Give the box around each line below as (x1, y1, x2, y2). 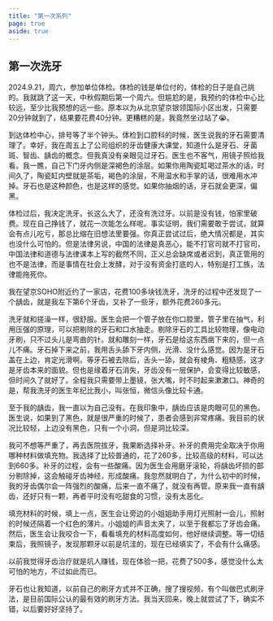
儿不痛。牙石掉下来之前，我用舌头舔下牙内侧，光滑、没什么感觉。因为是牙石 (8, 345, 265, 355)
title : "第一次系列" (8, 11, 71, 20)
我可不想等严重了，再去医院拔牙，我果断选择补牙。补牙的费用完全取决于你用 (8, 440, 265, 450)
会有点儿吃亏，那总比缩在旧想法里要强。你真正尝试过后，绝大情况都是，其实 (8, 229, 265, 238)
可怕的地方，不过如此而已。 (8, 566, 102, 576)
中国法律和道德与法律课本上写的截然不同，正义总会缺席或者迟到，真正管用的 (8, 249, 265, 259)
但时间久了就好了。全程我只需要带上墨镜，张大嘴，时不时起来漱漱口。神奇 (8, 375, 258, 385)
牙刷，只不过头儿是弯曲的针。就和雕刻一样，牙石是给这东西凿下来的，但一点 (8, 335, 265, 344)
